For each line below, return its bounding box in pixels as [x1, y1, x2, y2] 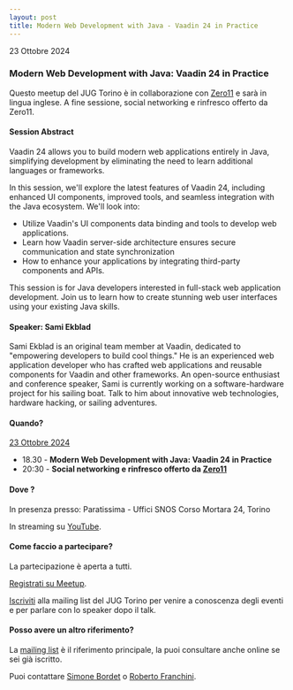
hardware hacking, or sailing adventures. [9, 397, 158, 408]
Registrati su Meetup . [9, 578, 87, 588]
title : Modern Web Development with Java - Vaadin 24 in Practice [9, 21, 259, 30]
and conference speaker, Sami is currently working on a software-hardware [9, 379, 284, 389]
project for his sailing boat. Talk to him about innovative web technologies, [9, 388, 280, 399]
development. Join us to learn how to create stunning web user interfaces [9, 292, 278, 302]
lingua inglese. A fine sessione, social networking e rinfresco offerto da [9, 96, 268, 107]
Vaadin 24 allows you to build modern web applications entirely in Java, [9, 147, 270, 157]
